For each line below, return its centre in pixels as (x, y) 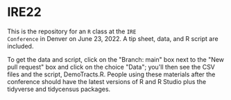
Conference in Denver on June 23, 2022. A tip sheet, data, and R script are (113, 38)
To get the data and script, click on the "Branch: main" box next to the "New (115, 59)
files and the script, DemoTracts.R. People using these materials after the (111, 74)
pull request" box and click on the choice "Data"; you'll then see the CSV (111, 67)
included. (20, 46)
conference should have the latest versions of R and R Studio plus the (107, 81)
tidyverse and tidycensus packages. (59, 89)
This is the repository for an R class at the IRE (72, 31)
